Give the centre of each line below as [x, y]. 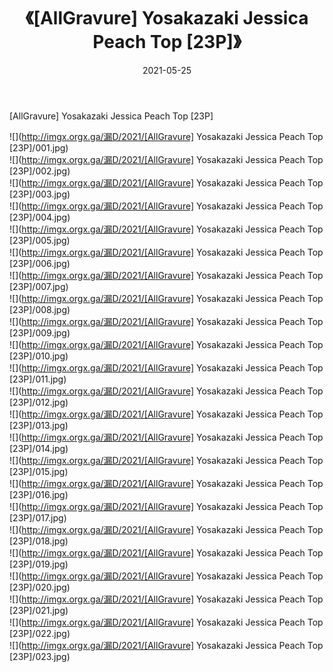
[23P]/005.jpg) [40, 240]
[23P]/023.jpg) [40, 656]
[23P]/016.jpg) [39, 494]
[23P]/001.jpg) [39, 147]
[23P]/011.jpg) [38, 379]
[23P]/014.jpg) [39, 448]
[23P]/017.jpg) [38, 517]
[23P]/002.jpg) [40, 171]
